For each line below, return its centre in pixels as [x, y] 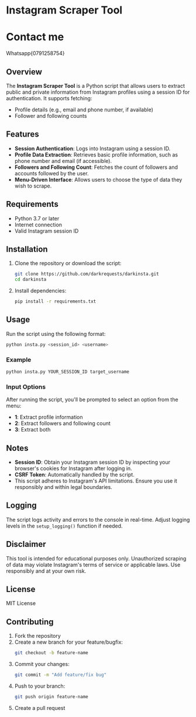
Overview [24, 72]
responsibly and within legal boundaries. [63, 487]
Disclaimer [26, 544]
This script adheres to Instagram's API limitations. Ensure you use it [96, 481]
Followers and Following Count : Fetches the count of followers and [96, 167]
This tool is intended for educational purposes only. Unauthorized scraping [96, 558]
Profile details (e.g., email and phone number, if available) [84, 110]
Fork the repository [38, 636]
